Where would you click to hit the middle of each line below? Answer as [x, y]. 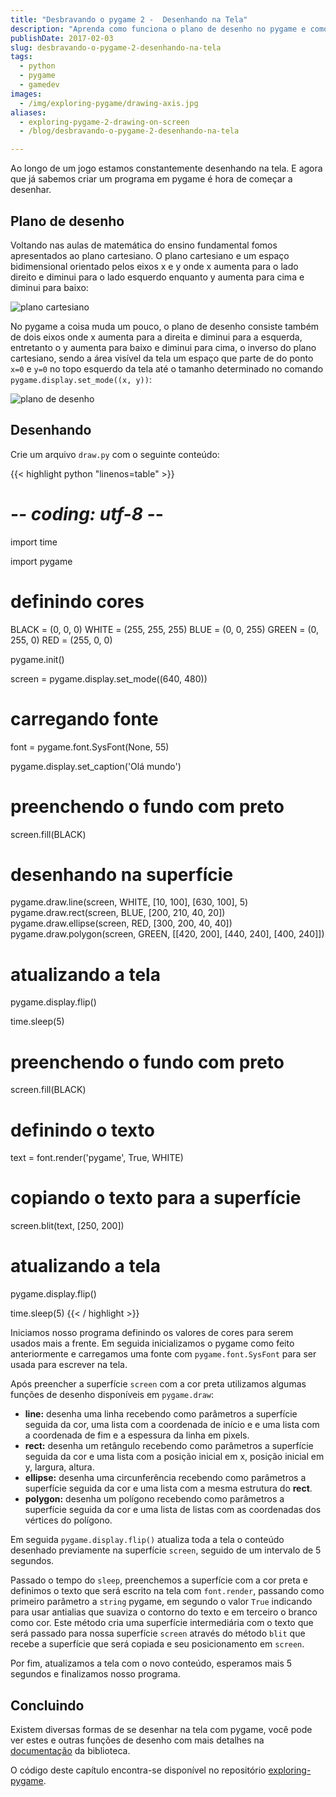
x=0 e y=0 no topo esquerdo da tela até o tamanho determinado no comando [167, 368]
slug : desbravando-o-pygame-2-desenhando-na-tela [116, 47]
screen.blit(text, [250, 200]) [67, 1226]
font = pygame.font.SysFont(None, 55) [90, 747]
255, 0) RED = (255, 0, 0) [61, 640]
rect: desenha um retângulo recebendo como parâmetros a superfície [169, 1446]
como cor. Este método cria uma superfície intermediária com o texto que [162, 1623]
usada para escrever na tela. [69, 1365]
